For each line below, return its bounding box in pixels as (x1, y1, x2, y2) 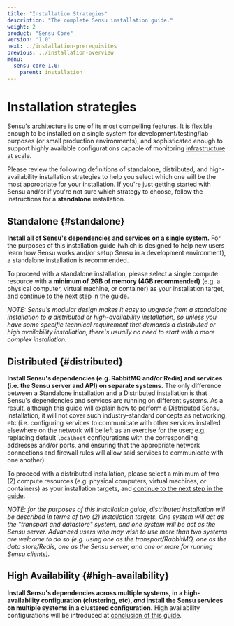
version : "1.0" (7, 36, 52, 43)
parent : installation (20, 69, 82, 76)
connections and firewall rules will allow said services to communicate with (7, 448, 224, 457)
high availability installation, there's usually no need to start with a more (7, 328, 215, 336)
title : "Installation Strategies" (7, 10, 108, 17)
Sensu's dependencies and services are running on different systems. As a (7, 397, 224, 405)
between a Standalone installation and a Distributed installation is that (7, 389, 207, 397)
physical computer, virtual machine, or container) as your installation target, (7, 285, 225, 293)
